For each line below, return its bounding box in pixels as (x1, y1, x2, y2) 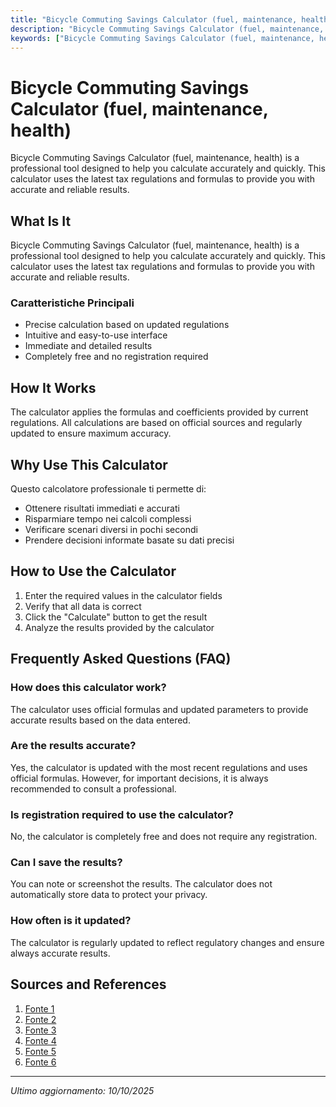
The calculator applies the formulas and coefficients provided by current (10, 406, 309, 418)
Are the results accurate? (10, 739, 137, 753)
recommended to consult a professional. (10, 782, 177, 795)
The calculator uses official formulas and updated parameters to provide (10, 703, 309, 715)
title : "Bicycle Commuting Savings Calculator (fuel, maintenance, (10, 14, 298, 25)
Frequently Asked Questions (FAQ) (10, 651, 232, 668)
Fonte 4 (24, 1034, 57, 1046)
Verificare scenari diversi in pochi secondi (24, 524, 198, 536)
